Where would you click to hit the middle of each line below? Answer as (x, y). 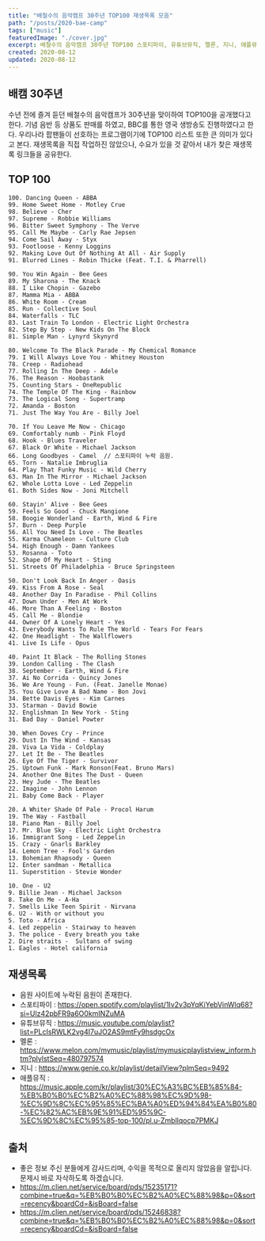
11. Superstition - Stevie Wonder (65, 872)
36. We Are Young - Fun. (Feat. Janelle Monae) (88, 685)
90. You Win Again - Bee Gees (58, 274)
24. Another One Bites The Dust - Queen (76, 775)
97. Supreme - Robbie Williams (60, 219)
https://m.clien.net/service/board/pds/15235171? (98, 1187)
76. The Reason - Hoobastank (56, 378)
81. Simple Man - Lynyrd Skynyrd (63, 336)
